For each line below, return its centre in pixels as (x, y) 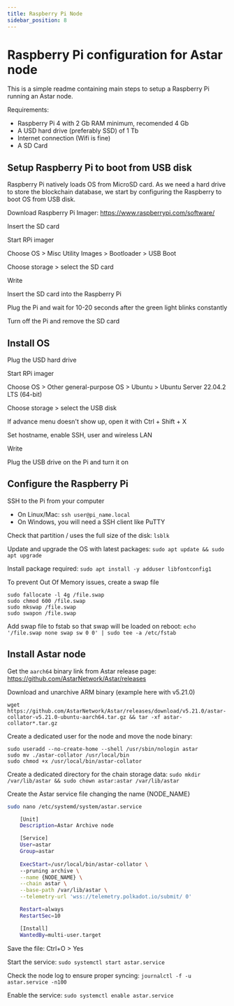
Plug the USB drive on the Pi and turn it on (68, 462)
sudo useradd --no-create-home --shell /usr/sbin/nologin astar (103, 749)
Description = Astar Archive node (67, 826)
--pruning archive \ (50, 870)
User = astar (36, 845)
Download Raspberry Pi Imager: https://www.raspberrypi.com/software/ (111, 213)
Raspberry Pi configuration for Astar (115, 55)
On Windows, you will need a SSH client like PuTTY (91, 522)
